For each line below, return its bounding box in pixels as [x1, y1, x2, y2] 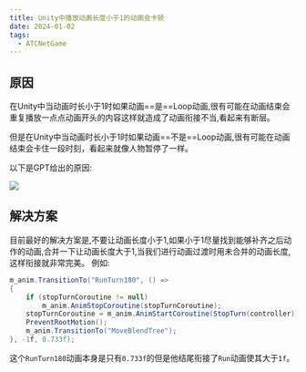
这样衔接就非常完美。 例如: [9, 257, 110, 268]
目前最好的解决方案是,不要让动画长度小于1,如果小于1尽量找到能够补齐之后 [9, 234, 284, 245]
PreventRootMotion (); [25, 318, 107, 327]
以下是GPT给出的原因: [9, 162, 93, 173]
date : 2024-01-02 [9, 22, 76, 31]
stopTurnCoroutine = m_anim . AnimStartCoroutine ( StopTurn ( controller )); [25, 309, 303, 319]
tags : [9, 30, 30, 39]
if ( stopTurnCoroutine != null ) [25, 293, 148, 302]
